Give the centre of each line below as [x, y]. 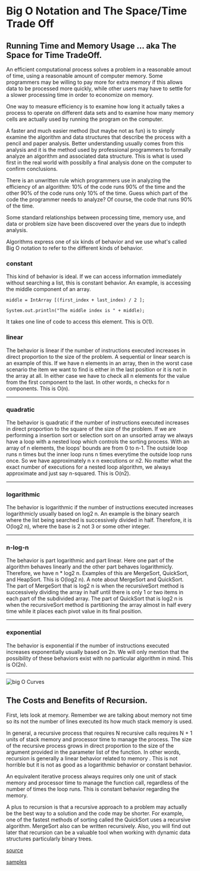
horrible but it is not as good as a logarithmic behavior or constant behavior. [99, 765]
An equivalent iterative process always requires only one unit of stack [91, 776]
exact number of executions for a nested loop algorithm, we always [89, 467]
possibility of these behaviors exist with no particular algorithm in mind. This [100, 658]
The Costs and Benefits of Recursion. [77, 701]
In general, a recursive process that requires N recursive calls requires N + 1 [99, 733]
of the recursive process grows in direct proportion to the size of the [90, 745]
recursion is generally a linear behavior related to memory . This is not [92, 758]
